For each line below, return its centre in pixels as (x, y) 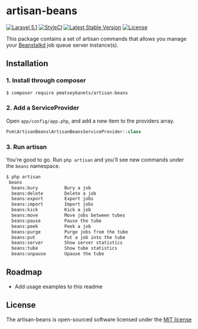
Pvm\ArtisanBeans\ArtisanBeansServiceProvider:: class (74, 131)
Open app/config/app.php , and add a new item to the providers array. (90, 121)
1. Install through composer (46, 80)
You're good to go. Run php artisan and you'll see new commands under (95, 159)
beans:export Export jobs (53, 199)
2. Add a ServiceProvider (43, 108)
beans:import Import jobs (53, 204)
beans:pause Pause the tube (56, 221)
